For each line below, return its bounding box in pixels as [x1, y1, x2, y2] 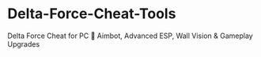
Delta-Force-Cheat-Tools [7, 5, 176, 23]
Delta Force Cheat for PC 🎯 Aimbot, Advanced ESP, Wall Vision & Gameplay [7, 31, 254, 40]
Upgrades [7, 39, 40, 48]
